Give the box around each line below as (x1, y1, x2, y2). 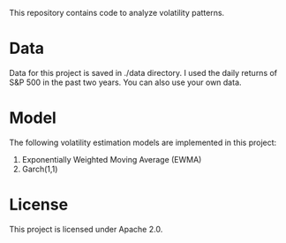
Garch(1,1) (21, 163, 58, 174)
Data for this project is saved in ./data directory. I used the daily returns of (9, 67, 278, 78)
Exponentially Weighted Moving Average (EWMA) (21, 154, 202, 164)
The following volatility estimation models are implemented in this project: (9, 137, 277, 148)
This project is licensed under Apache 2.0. (9, 224, 163, 234)
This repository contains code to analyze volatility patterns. (9, 8, 225, 18)
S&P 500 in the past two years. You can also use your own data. (9, 77, 242, 87)
